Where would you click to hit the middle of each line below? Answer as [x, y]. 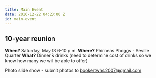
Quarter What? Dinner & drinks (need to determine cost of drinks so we [78, 56]
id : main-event [21, 19]
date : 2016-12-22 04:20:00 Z [35, 14]
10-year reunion [30, 39]
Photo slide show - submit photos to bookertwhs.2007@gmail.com [73, 70]
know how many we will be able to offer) [46, 61]
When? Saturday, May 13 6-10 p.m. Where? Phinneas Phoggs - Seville [77, 51]
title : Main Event [24, 10]
